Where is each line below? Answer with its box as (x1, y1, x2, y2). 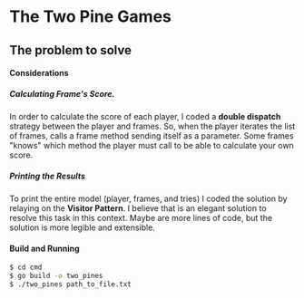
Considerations (9, 68, 70, 79)
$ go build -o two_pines (9, 272, 103, 281)
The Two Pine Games (9, 6, 172, 27)
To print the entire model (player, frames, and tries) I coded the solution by (9, 193, 288, 205)
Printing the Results (9, 170, 86, 181)
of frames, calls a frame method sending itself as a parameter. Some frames (9, 130, 294, 141)
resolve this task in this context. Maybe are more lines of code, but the (9, 213, 273, 224)
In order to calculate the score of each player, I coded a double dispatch (9, 111, 281, 122)
